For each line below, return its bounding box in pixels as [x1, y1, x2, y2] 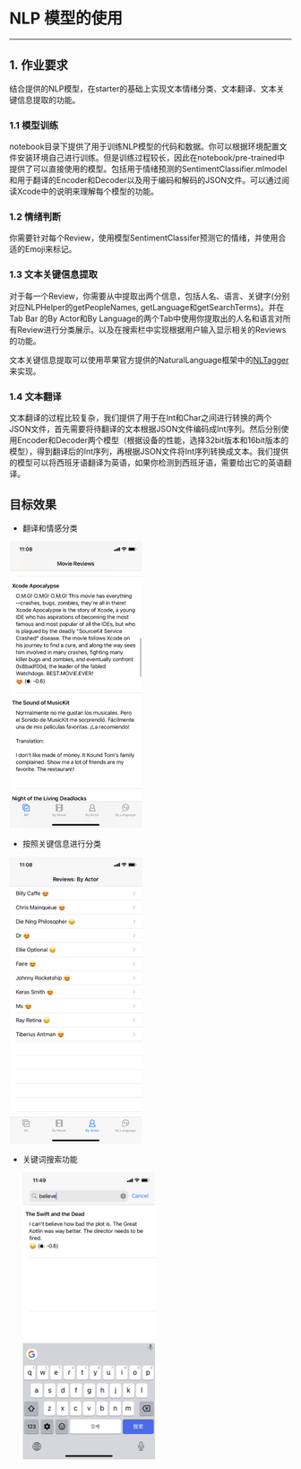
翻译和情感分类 [21, 522, 78, 534]
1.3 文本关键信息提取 [9, 268, 99, 281]
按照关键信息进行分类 [21, 838, 101, 848]
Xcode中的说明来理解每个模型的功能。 [16, 186, 159, 197]
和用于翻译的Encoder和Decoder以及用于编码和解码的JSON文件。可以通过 [9, 175, 282, 186]
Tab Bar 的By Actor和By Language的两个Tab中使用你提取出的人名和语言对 [9, 313, 284, 324]
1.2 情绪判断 [9, 210, 62, 222]
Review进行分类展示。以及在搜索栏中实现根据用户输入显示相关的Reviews [16, 324, 287, 335]
